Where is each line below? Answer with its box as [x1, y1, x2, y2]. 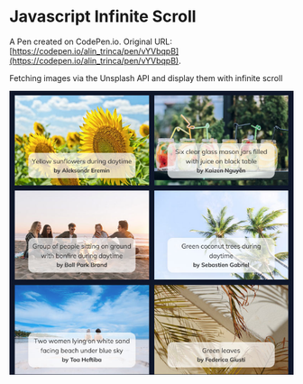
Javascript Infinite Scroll [9, 6, 197, 27]
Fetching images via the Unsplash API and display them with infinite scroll [9, 72, 283, 83]
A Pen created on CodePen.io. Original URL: [9, 36, 173, 47]
